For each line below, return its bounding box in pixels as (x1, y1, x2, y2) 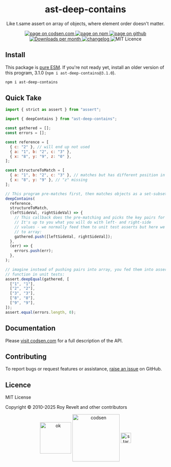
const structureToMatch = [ (5, 168, 65, 173)
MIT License (5, 394, 32, 401)
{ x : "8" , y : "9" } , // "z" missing (10, 177, 88, 182)
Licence (5, 381, 32, 389)
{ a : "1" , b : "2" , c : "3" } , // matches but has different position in (10, 173, 165, 178)
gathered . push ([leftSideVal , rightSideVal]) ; (14, 234, 113, 239)
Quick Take (5, 94, 42, 103)
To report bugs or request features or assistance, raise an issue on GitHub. (5, 366, 162, 372)
